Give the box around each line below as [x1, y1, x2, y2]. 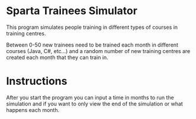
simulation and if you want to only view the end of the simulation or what [6, 100, 184, 107]
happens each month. [6, 106, 60, 113]
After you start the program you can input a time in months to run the [6, 94, 175, 101]
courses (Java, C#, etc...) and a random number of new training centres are [6, 47, 191, 54]
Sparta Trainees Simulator [6, 4, 138, 18]
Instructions [6, 75, 68, 88]
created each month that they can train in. [6, 54, 108, 61]
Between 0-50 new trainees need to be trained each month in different [6, 41, 179, 48]
